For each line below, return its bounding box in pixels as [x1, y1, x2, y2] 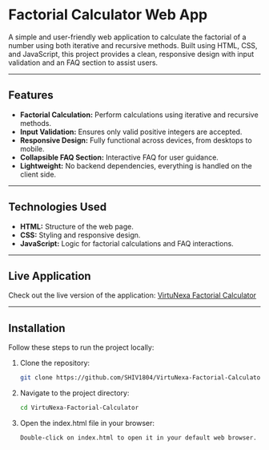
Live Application [8, 269, 91, 282]
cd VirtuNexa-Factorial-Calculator [19, 403, 139, 412]
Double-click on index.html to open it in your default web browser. [19, 433, 258, 442]
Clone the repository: [19, 359, 90, 368]
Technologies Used [8, 201, 106, 214]
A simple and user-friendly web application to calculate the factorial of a [8, 32, 247, 42]
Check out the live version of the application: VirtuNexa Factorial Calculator [8, 290, 257, 300]
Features [8, 88, 54, 102]
